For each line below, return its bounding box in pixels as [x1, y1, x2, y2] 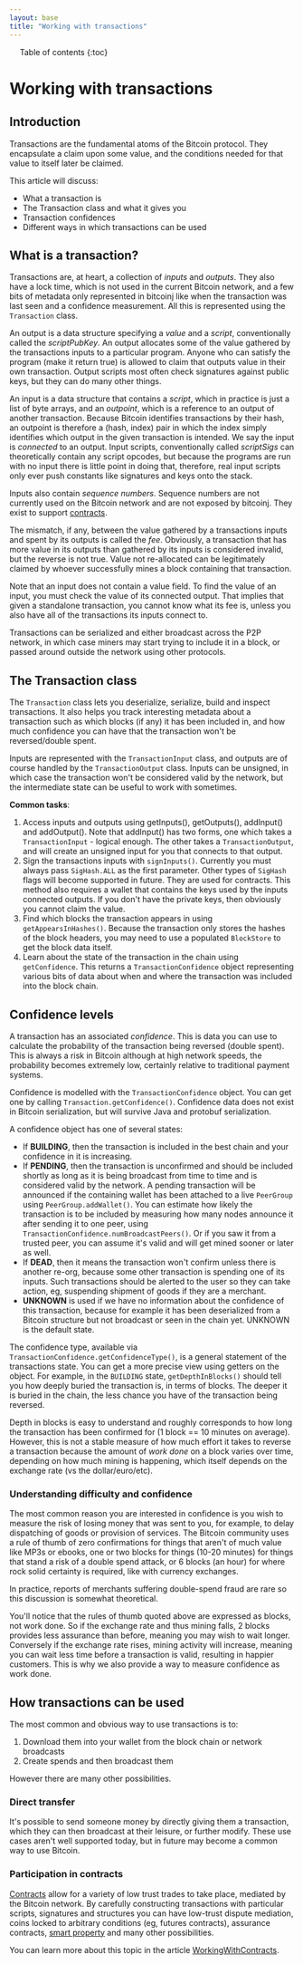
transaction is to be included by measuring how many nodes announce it [22, 1208, 294, 1219]
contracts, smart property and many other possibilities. [9, 1927, 214, 1938]
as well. [22, 1247, 52, 1257]
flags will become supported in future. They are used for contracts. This [22, 875, 291, 886]
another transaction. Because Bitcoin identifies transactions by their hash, [9, 413, 285, 424]
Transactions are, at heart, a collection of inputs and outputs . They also [9, 272, 275, 283]
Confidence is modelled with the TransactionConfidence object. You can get [9, 1086, 292, 1097]
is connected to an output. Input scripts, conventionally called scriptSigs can [9, 441, 295, 453]
